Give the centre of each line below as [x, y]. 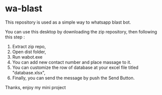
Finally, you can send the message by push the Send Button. [73, 78]
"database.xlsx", [29, 72]
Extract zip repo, [29, 46]
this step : [15, 37]
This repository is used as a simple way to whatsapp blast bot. [68, 22]
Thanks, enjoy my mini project [36, 87]
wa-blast [24, 9]
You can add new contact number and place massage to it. [72, 62]
